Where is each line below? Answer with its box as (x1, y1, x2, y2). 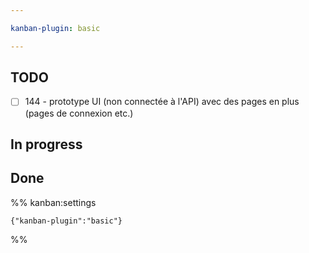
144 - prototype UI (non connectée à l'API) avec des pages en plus (24, 96, 300, 108)
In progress (10, 136, 83, 153)
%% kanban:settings (10, 196, 97, 208)
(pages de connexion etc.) (24, 107, 134, 119)
